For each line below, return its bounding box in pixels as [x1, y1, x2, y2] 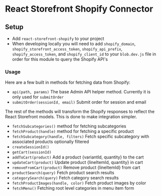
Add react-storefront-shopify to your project [12, 36, 104, 41]
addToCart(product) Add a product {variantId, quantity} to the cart [12, 154, 144, 160]
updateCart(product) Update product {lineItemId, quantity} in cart [12, 160, 143, 165]
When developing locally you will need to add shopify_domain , [12, 41, 136, 47]
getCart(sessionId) [12, 150, 52, 155]
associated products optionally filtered [12, 139, 89, 144]
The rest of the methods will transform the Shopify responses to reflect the [5, 108, 155, 115]
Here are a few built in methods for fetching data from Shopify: [5, 79, 130, 86]
